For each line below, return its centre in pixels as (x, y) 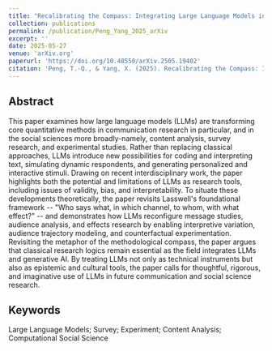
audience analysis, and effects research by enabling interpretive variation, (132, 225)
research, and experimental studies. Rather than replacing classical (120, 147)
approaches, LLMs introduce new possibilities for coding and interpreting (131, 156)
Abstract (31, 102)
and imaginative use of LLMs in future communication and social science (130, 276)
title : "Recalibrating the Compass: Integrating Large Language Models (132, 16)
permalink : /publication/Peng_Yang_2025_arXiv (88, 31)
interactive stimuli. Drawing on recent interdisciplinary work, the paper (125, 173)
